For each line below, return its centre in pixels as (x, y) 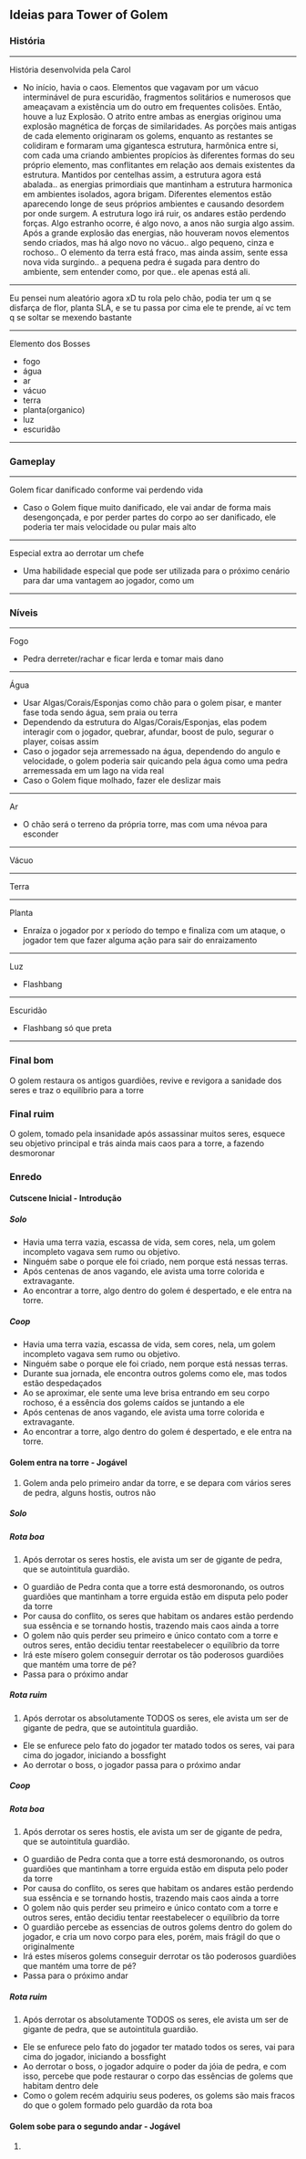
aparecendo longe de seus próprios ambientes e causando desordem (153, 204)
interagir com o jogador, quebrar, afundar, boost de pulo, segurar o (148, 732)
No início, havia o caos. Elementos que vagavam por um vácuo (141, 87)
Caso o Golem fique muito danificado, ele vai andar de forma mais (147, 507)
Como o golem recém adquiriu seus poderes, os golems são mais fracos (159, 2096)
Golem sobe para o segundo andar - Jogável (95, 2126)
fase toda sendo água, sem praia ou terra (100, 712)
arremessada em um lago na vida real (93, 771)
